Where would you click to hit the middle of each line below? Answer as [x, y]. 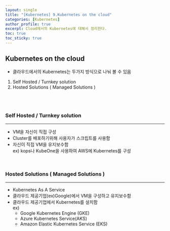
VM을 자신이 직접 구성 [34, 132]
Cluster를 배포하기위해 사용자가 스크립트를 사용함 [61, 138]
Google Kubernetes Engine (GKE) [55, 213]
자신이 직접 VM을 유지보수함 [40, 144]
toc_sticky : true [24, 38]
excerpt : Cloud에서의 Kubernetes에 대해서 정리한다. [56, 29]
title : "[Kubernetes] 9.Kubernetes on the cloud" [59, 15]
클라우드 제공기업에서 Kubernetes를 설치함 [55, 202]
